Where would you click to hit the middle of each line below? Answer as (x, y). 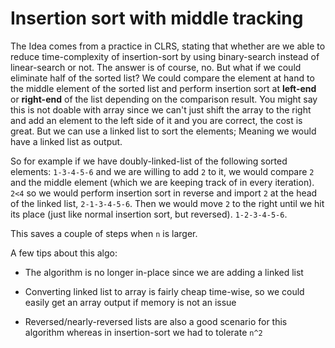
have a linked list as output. (66, 141)
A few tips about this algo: (64, 253)
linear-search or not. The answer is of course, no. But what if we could (156, 67)
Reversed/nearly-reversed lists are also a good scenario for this (156, 321)
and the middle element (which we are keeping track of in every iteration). (162, 182)
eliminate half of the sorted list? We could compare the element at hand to (162, 78)
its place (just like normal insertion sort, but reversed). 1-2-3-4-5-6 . (149, 214)
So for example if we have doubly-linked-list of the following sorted (149, 161)
